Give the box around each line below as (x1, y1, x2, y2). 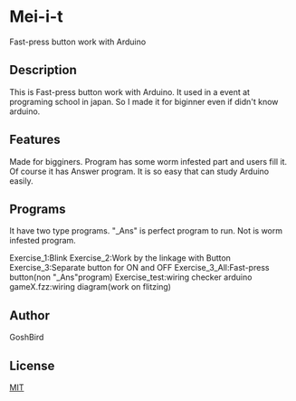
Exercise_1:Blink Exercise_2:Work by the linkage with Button (9, 253, 231, 263)
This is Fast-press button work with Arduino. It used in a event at (9, 86, 251, 97)
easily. (9, 175, 33, 186)
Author (9, 308, 50, 323)
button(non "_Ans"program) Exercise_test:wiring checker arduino (9, 272, 253, 282)
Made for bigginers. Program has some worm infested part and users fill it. (9, 156, 288, 167)
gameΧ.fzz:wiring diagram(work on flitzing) (9, 282, 172, 292)
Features (9, 132, 61, 148)
